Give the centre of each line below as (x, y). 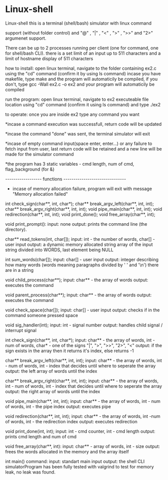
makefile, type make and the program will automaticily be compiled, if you (81, 79)
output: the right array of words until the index (53, 391)
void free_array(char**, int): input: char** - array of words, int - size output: (83, 446)
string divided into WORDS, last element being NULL (59, 250)
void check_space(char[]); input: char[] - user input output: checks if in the (82, 310)
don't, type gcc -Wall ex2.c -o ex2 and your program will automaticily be (80, 84)
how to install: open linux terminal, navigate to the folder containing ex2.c (81, 68)
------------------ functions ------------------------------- (66, 179)
